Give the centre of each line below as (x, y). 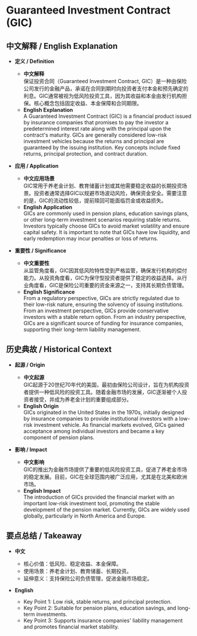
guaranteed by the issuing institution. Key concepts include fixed (102, 147)
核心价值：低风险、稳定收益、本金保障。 (72, 563)
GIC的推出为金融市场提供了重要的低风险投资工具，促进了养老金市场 (105, 469)
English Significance (49, 292)
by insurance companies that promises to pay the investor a (96, 122)
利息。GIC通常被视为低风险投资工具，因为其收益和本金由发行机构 (103, 96)
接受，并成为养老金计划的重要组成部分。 (83, 399)
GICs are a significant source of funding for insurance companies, (103, 323)
